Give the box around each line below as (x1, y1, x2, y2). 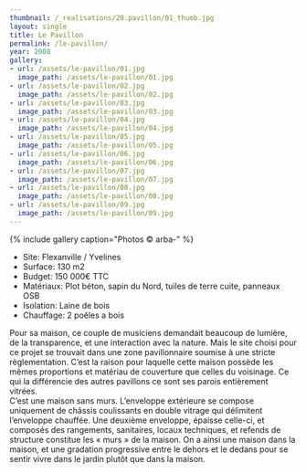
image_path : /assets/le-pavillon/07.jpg (17, 174, 174, 184)
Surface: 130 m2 (22, 261, 85, 272)
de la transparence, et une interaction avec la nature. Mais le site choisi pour (9, 337, 297, 348)
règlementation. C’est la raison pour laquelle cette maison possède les (9, 356, 274, 367)
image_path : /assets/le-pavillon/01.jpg (17, 73, 174, 82)
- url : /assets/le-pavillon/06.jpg (9, 149, 145, 158)
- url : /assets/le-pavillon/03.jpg (9, 98, 145, 108)
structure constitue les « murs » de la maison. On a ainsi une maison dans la (9, 434, 296, 445)
